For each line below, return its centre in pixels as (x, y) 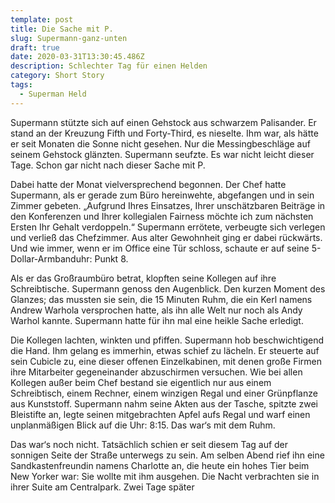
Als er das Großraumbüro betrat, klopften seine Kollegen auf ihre (143, 278)
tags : (21, 85)
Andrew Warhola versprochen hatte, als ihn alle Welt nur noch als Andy (156, 310)
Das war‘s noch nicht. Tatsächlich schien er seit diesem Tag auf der (149, 444)
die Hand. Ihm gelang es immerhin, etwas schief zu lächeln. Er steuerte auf (165, 350)
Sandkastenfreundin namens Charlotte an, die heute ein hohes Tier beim (160, 465)
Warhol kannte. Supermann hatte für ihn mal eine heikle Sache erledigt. (157, 320)
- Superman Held (53, 94)
